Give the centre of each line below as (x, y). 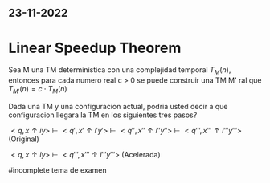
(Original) (24, 139)
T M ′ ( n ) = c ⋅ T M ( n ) (38, 90)
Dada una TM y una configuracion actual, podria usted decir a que (118, 106)
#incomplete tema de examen (57, 170)
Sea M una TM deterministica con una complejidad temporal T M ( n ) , (120, 71)
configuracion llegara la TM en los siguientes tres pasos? (103, 115)
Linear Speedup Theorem (95, 48)
